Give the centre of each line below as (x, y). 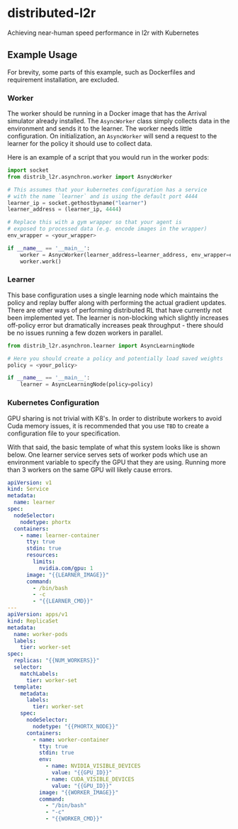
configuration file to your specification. (64, 433)
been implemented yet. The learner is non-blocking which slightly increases (118, 318)
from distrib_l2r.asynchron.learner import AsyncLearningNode (101, 345)
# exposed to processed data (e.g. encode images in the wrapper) (107, 229)
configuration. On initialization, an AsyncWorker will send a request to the (112, 136)
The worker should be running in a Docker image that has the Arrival (107, 113)
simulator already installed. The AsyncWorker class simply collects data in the (119, 121)
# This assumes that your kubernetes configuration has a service (107, 189)
